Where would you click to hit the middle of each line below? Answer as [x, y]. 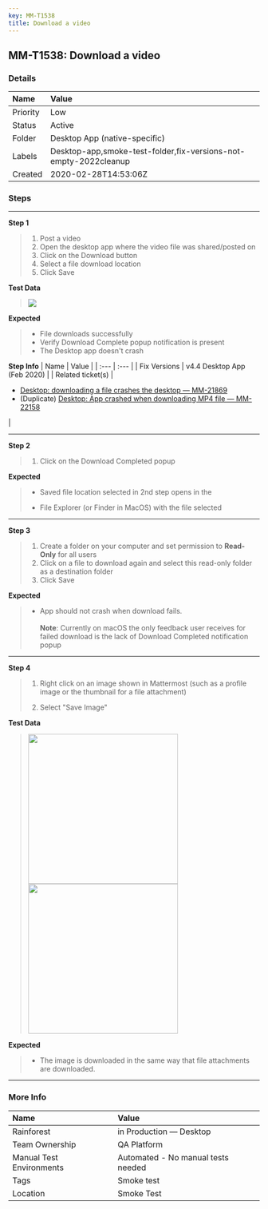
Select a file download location [90, 264]
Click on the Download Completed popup [107, 461]
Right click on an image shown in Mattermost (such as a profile [143, 683]
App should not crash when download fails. [111, 611]
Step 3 [19, 531]
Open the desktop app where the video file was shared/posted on [148, 247]
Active [62, 125]
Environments [38, 1167]
